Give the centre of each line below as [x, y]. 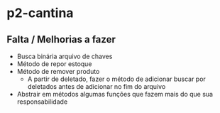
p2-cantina [40, 13]
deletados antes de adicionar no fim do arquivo [97, 86]
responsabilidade [42, 102]
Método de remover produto [58, 71]
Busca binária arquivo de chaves [65, 56]
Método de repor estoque [54, 64]
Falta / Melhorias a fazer [61, 39]
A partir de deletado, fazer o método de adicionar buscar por [117, 79]
